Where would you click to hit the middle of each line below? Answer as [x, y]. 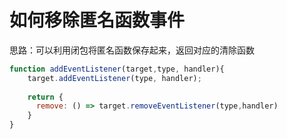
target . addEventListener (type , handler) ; [114, 78]
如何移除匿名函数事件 [97, 20]
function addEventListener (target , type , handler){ [117, 69]
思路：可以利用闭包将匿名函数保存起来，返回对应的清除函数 [132, 50]
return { [45, 97]
